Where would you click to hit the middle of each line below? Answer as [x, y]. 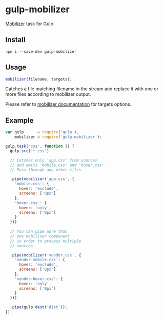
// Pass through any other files [46, 170]
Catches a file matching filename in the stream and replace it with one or [82, 89]
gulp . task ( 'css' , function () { [40, 146]
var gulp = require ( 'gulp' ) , [42, 132]
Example [19, 120]
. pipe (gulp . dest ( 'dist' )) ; [39, 307]
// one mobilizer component [40, 236]
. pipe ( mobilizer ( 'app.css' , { [42, 179]
